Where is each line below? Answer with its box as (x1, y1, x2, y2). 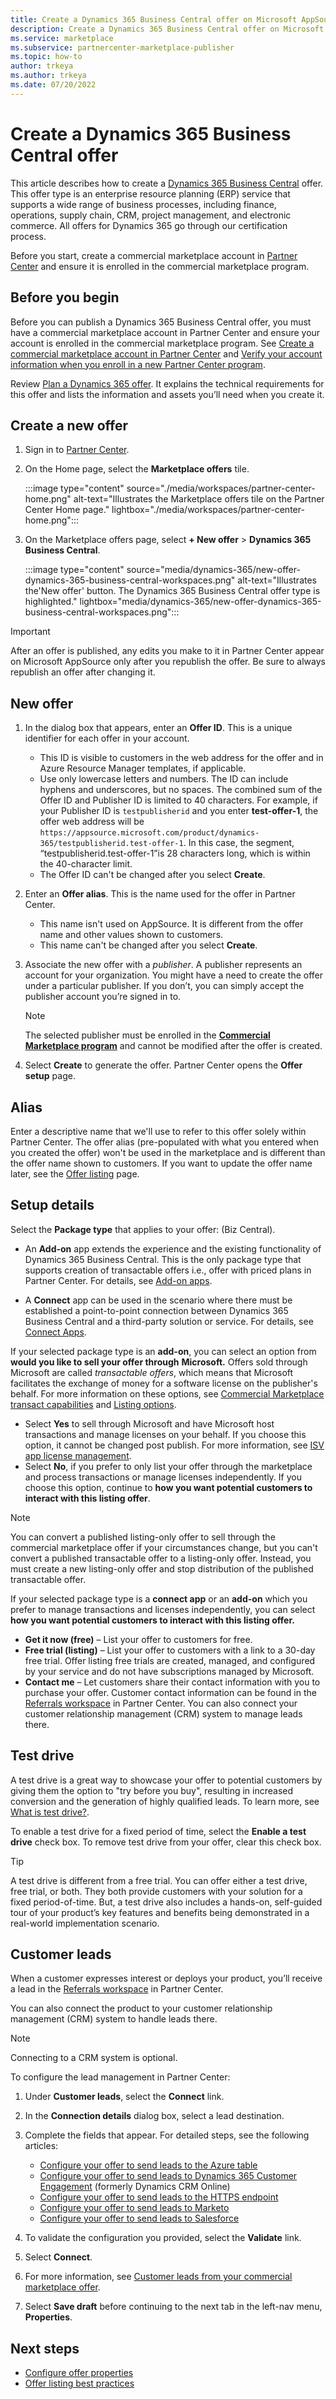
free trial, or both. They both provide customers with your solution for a (10, 1885, 303, 1897)
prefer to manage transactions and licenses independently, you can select (10, 1603, 316, 1615)
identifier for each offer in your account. (24, 732, 190, 745)
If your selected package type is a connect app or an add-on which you (10, 1592, 308, 1605)
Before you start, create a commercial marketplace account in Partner (10, 249, 298, 261)
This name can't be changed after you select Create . (39, 939, 258, 951)
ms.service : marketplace (10, 33, 114, 43)
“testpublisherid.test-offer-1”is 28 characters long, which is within (39, 847, 311, 860)
